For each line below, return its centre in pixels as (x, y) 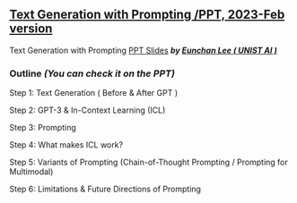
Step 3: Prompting (43, 128)
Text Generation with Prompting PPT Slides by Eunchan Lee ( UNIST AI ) (144, 50)
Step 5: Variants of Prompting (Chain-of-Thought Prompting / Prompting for (149, 162)
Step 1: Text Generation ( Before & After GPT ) (94, 93)
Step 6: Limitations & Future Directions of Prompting (105, 189)
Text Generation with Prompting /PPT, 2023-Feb (147, 15)
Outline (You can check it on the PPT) (92, 73)
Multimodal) (31, 172)
